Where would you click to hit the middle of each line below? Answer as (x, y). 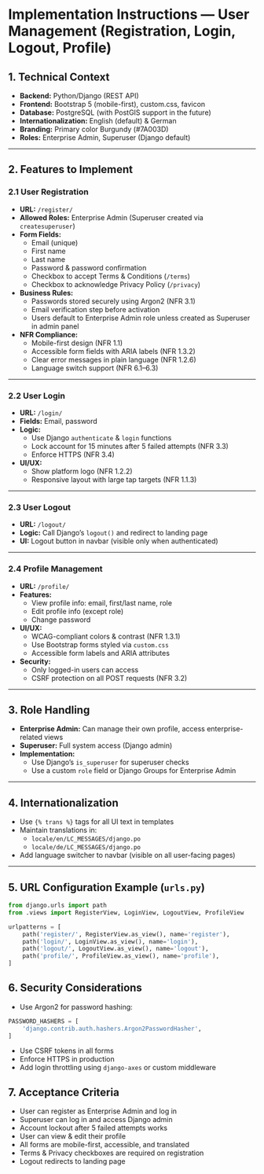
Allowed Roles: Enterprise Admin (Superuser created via (112, 217)
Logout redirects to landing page (72, 1161)
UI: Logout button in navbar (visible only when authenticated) (119, 541)
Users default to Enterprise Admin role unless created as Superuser (141, 318)
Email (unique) (55, 242)
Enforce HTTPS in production (67, 1059)
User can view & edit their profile (73, 1136)
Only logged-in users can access (85, 669)
